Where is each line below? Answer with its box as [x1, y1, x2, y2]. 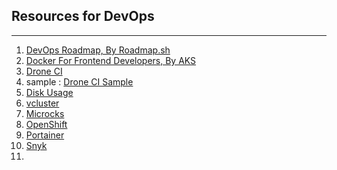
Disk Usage [25, 86, 74, 98]
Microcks [25, 107, 65, 119]
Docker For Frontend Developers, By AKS [25, 54, 197, 66]
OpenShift [25, 118, 68, 130]
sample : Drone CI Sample [25, 75, 134, 88]
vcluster [25, 97, 60, 109]
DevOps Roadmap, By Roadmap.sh [25, 44, 171, 56]
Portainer [25, 129, 65, 141]
